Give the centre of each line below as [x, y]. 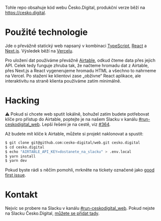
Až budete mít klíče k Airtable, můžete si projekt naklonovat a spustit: [74, 134]
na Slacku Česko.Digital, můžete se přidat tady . [52, 213]
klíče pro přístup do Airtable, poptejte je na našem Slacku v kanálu [71, 119]
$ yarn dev [16, 161]
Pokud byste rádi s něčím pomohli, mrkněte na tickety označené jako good [80, 170]
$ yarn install [20, 156]
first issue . [16, 175]
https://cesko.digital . [26, 13]
